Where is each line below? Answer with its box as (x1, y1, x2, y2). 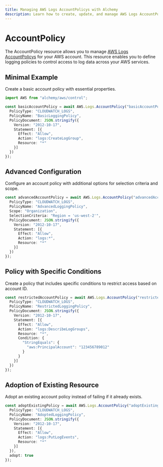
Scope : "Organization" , (9, 209, 57, 214)
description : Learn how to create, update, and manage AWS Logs (5, 12, 138, 17)
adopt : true (9, 453, 34, 458)
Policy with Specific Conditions (5, 267, 102, 276)
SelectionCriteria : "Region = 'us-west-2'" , (9, 213, 101, 218)
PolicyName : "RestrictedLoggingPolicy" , (9, 304, 92, 309)
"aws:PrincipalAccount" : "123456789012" (26, 345, 110, 350)
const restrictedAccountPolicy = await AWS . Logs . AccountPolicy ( (5, 295, 138, 300)
